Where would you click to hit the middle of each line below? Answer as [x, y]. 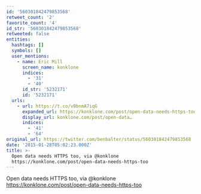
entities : [19, 39]
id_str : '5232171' [45, 90]
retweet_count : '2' [31, 17]
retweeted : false [28, 34]
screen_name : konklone [50, 67]
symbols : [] [27, 51]
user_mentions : [31, 56]
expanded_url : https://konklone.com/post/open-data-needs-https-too [109, 112]
